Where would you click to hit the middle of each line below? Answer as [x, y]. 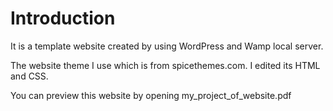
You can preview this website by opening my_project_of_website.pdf [151, 95]
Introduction [63, 18]
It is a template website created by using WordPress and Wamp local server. [167, 46]
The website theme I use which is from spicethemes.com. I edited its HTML [165, 65]
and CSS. [29, 76]
